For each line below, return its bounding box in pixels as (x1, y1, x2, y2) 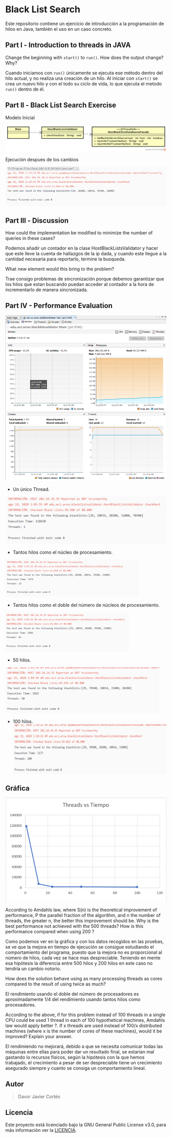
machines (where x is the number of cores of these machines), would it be (5, 1027, 162, 1034)
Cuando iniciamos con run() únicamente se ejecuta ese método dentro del (5, 70, 163, 76)
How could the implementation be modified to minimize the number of (5, 229, 153, 236)
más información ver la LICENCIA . (5, 1127, 77, 1133)
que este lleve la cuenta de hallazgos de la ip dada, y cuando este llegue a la (5, 250, 167, 256)
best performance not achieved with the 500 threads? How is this (5, 923, 143, 929)
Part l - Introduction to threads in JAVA (5, 41, 131, 50)
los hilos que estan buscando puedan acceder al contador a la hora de (5, 281, 155, 287)
